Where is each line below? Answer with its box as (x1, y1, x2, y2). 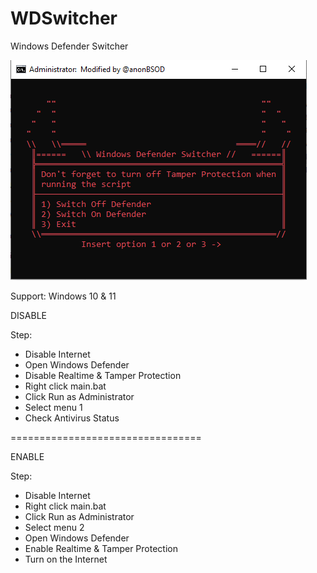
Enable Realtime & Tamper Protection (24, 542, 178, 554)
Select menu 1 (24, 401, 83, 413)
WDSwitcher (10, 7, 118, 30)
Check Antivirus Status (24, 412, 120, 424)
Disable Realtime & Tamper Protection (24, 369, 182, 381)
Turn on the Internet (24, 553, 108, 565)
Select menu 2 (24, 521, 85, 533)
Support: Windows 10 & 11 (10, 290, 117, 302)
